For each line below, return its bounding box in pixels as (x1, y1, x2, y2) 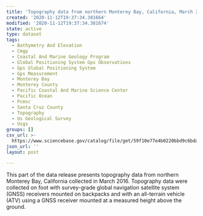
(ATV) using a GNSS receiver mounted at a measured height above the (6, 197, 182, 204)
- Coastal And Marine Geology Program (11, 54, 110, 60)
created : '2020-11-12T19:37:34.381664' (6, 14, 107, 21)
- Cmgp (11, 48, 28, 54)
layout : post (6, 149, 39, 155)
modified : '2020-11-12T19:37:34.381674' (6, 20, 110, 26)
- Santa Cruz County (11, 104, 63, 110)
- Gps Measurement (11, 71, 59, 77)
